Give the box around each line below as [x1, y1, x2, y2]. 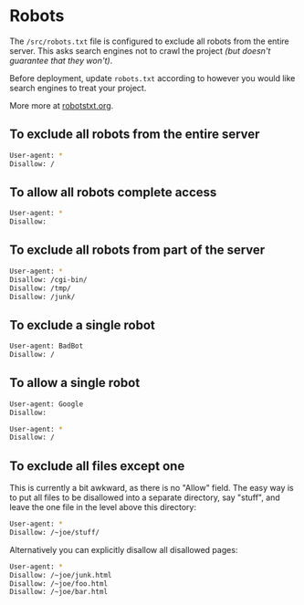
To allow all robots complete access [9, 184, 217, 200]
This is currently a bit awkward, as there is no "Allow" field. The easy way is [9, 483, 294, 494]
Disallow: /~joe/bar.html [9, 588, 108, 597]
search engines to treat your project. [9, 82, 147, 93]
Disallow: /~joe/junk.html [9, 570, 112, 579]
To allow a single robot [9, 375, 141, 391]
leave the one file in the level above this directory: [9, 502, 196, 513]
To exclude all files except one [9, 458, 185, 474]
